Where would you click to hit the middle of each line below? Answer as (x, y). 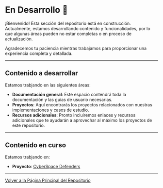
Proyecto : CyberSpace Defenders (46, 166)
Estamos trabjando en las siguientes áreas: (48, 85)
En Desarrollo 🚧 (36, 10)
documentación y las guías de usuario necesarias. (62, 100)
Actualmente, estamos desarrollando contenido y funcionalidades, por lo (78, 28)
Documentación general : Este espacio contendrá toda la (69, 94)
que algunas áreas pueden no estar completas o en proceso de (68, 34)
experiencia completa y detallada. (39, 53)
